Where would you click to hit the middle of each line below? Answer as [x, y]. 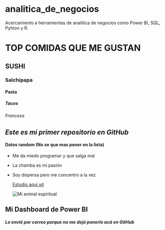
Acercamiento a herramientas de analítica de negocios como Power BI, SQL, [83, 23]
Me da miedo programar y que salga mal [53, 155]
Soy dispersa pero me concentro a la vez [54, 175]
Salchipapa [19, 80]
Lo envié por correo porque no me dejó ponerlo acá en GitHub [70, 222]
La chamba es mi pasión [37, 165]
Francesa [15, 115]
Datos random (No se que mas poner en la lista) [55, 145]
